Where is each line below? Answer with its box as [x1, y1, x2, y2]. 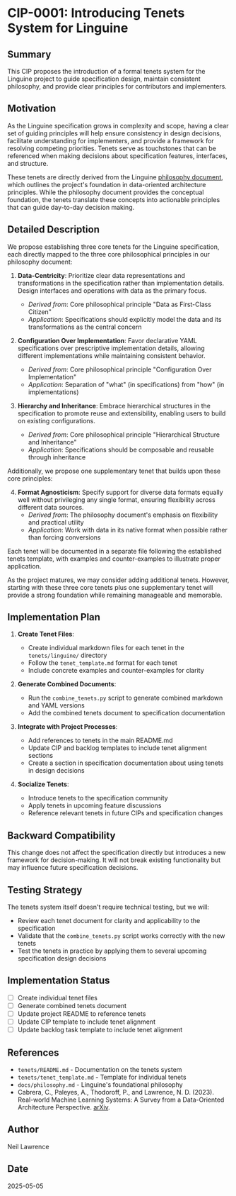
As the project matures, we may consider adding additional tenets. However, [7, 576, 230, 584]
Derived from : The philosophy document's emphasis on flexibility [28, 510, 218, 519]
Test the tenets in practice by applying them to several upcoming [17, 946, 207, 955]
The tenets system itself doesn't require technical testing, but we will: [7, 902, 210, 912]
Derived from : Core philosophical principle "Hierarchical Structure [28, 430, 220, 439]
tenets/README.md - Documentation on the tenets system [17, 1066, 182, 1073]
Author [7, 1124, 39, 1136]
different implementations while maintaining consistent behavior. [17, 351, 206, 359]
